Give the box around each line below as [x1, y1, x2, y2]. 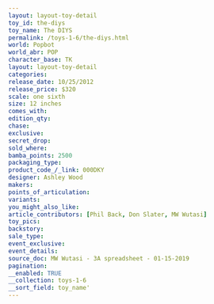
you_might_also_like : [8, 203, 80, 211]
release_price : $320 [8, 85, 77, 93]
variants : [8, 196, 41, 203]
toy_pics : [8, 218, 41, 226]
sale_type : [8, 233, 44, 241]
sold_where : [8, 144, 48, 152]
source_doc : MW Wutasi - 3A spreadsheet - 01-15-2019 [8, 254, 190, 262]
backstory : [8, 225, 44, 234]
